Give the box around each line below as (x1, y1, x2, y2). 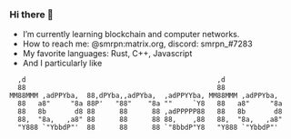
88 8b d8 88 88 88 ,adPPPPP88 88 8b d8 (17, 107, 283, 116)
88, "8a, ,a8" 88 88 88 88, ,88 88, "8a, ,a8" (17, 115, 283, 124)
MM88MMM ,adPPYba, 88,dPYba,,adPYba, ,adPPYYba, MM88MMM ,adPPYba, (9, 91, 279, 101)
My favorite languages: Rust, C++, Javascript (22, 48, 193, 59)
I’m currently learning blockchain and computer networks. (22, 29, 240, 40)
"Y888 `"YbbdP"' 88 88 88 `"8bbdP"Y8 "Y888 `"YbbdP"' (17, 123, 279, 133)
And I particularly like (22, 58, 103, 69)
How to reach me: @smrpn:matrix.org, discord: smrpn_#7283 (22, 38, 253, 49)
